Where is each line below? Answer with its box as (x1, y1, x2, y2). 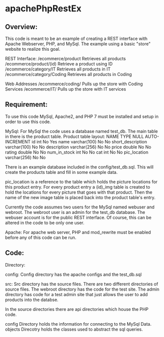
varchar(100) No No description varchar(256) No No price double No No (5, 144, 151, 150)
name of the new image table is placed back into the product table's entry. (5, 194, 156, 200)
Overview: (5, 23, 38, 31)
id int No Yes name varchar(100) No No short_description (31, 138, 147, 144)
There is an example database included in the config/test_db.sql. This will (5, 164, 154, 170)
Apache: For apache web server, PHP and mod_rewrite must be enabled (5, 229, 151, 235)
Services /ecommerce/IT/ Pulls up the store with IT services (5, 86, 126, 92)
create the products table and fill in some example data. (5, 169, 118, 175)
